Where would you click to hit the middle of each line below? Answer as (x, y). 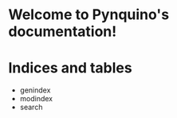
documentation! (63, 31)
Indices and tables (71, 68)
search (31, 107)
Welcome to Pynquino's (89, 15)
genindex (35, 90)
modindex (36, 99)
